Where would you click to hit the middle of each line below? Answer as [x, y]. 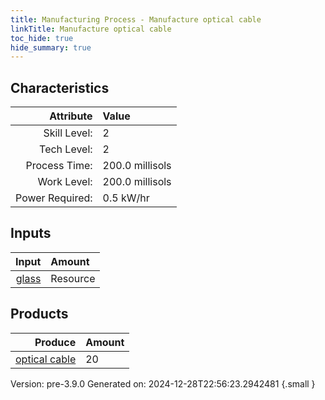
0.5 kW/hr [126, 198]
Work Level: [65, 182]
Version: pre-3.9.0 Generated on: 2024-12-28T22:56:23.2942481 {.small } [163, 383]
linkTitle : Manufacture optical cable [91, 29]
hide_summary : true [51, 47]
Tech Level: [66, 149]
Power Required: [54, 198]
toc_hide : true [42, 38]
